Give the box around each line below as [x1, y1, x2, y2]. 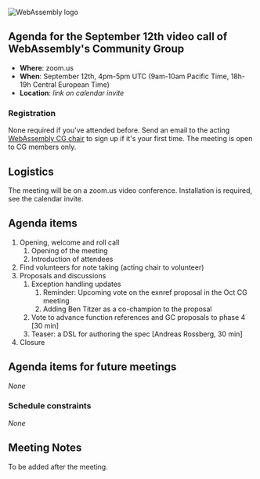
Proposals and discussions [19, 270, 107, 280]
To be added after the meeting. [8, 462, 108, 471]
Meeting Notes [8, 441, 82, 455]
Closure [19, 337, 45, 347]
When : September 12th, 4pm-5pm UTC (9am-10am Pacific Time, [19, 71, 229, 81]
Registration [8, 107, 56, 118]
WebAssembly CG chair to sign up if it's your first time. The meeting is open [8, 134, 253, 143]
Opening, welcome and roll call [19, 238, 120, 247]
